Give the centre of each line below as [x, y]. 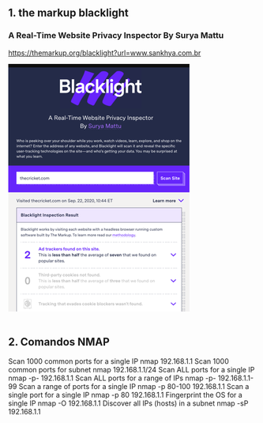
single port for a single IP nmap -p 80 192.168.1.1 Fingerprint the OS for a [125, 395]
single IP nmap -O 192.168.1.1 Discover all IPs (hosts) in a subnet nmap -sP [128, 403]
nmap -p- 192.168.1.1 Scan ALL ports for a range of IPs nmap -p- [112, 378]
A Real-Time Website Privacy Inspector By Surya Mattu [116, 36]
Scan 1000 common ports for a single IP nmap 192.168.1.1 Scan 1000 [118, 361]
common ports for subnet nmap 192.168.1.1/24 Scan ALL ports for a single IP [131, 369]
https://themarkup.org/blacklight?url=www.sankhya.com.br [105, 53]
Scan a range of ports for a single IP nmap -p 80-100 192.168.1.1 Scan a [134, 386]
